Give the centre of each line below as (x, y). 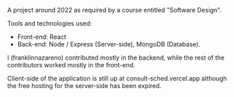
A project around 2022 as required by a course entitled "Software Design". (115, 10)
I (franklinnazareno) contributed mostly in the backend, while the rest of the (116, 58)
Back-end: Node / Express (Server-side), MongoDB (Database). (109, 44)
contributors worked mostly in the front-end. (71, 65)
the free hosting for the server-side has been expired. (85, 86)
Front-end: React (42, 37)
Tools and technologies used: (50, 23)
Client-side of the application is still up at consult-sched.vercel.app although (117, 78)
